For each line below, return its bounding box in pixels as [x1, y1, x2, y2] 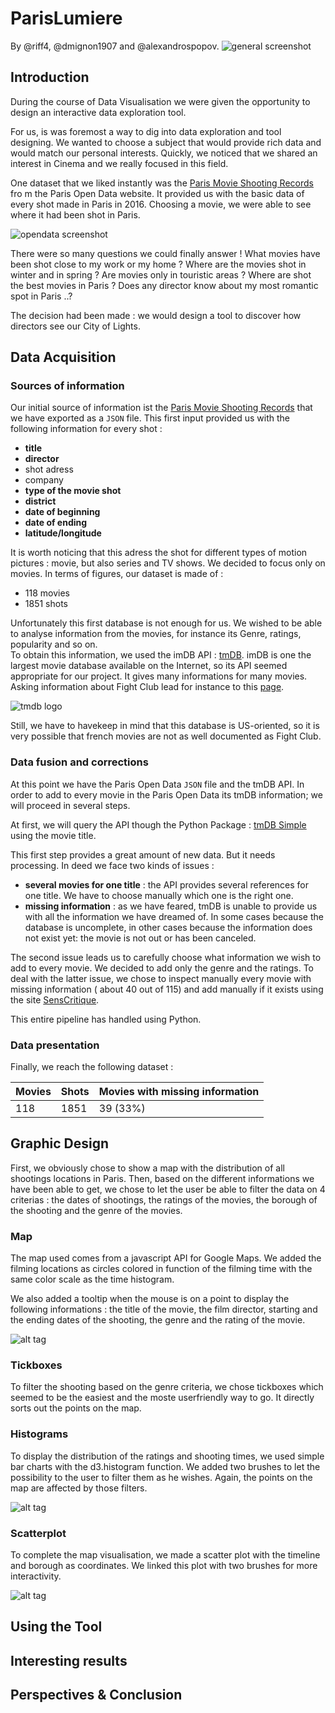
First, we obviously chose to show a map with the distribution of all [10, 1162, 285, 1174]
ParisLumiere [10, 7, 123, 30]
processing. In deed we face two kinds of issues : [10, 859, 215, 871]
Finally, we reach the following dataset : [10, 1061, 174, 1073]
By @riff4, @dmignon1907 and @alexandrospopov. [10, 40, 220, 52]
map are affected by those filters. [10, 1482, 148, 1494]
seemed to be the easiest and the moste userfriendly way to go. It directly [10, 1392, 315, 1404]
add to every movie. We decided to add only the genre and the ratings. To [10, 962, 315, 974]
